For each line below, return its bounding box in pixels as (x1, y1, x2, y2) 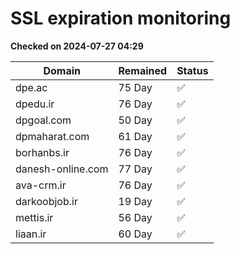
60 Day (118, 227, 153, 241)
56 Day (118, 210, 153, 224)
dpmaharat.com (15, 129, 90, 143)
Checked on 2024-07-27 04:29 (10, 40, 144, 52)
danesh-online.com (15, 162, 109, 176)
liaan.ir (15, 227, 47, 241)
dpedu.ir (15, 97, 55, 111)
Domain (43, 63, 82, 77)
